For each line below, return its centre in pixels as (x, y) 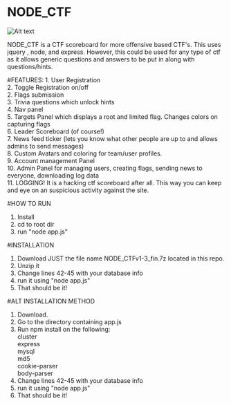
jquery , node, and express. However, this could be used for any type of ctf (114, 52)
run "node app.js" (42, 232)
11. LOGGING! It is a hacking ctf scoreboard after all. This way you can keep (114, 182)
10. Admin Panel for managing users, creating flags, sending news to (105, 168)
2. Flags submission (36, 95)
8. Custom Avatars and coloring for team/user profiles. (85, 153)
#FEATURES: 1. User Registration (54, 79)
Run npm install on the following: (64, 329)
